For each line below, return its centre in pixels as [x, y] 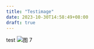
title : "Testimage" [30, 12]
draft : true [21, 22]
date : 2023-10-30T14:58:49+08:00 [47, 17]
